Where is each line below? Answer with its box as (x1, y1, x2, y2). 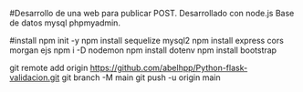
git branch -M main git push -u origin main (61, 72, 221, 83)
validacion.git (9, 72, 60, 83)
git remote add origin (9, 63, 89, 73)
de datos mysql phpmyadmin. (9, 17, 121, 28)
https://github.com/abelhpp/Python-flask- (89, 63, 248, 73)
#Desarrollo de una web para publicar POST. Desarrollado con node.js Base (9, 8, 295, 18)
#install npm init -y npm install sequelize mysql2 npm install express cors (9, 36, 285, 46)
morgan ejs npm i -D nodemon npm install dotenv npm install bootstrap (9, 45, 277, 56)
